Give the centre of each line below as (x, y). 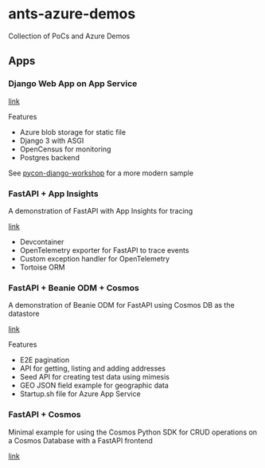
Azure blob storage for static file (72, 132)
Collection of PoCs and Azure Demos (69, 36)
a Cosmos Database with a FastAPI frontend (81, 440)
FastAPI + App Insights (53, 194)
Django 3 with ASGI (52, 140)
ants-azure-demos (72, 14)
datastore (24, 314)
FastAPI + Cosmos (45, 415)
